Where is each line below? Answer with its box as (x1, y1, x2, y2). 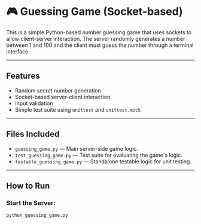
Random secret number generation (14, 86, 102, 94)
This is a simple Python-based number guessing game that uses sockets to (6, 28, 192, 36)
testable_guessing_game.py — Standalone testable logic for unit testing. (14, 157, 191, 165)
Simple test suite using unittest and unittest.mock (14, 106, 141, 113)
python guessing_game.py (6, 213, 68, 219)
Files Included (6, 129, 60, 139)
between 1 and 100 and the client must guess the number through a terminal (6, 41, 194, 49)
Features (6, 71, 40, 81)
